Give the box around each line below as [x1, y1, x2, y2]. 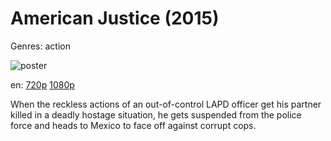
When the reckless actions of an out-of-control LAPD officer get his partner [10, 98, 322, 110]
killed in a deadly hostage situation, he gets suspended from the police [10, 108, 302, 121]
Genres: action [10, 40, 71, 52]
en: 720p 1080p [10, 78, 75, 91]
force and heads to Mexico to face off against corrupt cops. [10, 119, 257, 131]
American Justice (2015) [10, 7, 220, 30]
